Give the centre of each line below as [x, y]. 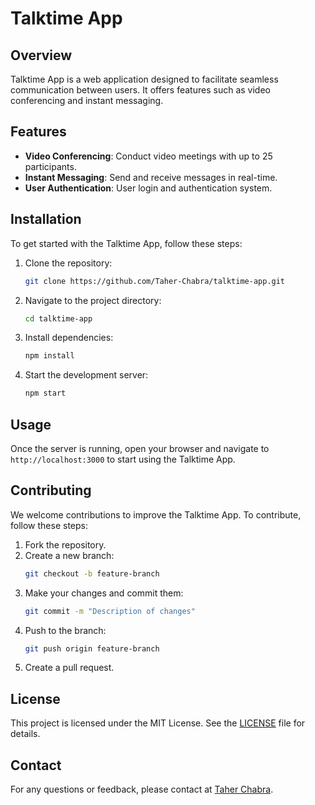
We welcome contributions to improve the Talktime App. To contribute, [156, 514]
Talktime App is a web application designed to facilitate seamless [144, 79]
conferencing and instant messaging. [87, 100]
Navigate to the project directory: [93, 300]
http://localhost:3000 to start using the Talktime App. [123, 459]
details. [25, 734]
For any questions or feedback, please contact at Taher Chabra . [142, 789]
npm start [45, 393]
